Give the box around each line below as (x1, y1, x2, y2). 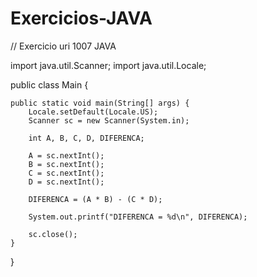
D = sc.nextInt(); (28, 177, 105, 187)
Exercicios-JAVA (10, 7, 153, 30)
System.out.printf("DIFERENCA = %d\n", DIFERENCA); (28, 212, 248, 222)
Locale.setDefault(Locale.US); (28, 107, 159, 117)
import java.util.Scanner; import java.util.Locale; (10, 59, 207, 71)
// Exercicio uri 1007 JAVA (10, 40, 117, 52)
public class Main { (10, 78, 89, 91)
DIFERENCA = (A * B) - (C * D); (28, 194, 163, 204)
